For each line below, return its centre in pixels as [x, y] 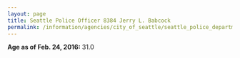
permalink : [24, 27]
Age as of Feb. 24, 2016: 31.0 [51, 47]
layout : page [27, 14]
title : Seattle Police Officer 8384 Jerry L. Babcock [89, 21]
